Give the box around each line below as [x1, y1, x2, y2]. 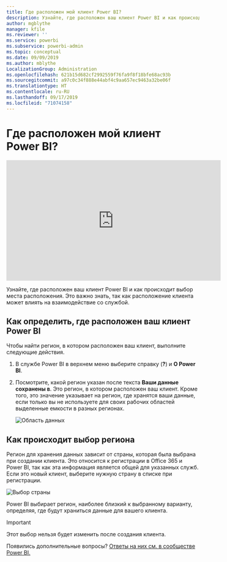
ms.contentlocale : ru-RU [6, 89, 70, 95]
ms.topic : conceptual [6, 49, 62, 55]
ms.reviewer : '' [6, 32, 48, 38]
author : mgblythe [6, 20, 51, 26]
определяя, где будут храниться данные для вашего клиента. [6, 507, 168, 514]
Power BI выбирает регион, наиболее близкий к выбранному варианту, [6, 500, 193, 508]
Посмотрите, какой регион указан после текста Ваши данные [15, 379, 179, 386]
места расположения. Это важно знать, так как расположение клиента [6, 292, 194, 299]
